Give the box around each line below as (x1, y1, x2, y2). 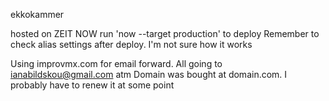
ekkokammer (10, 9, 65, 20)
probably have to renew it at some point (10, 79, 175, 91)
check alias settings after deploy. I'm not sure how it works (10, 39, 253, 50)
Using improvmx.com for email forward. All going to (10, 58, 223, 69)
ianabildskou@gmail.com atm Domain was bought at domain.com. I (10, 69, 288, 80)
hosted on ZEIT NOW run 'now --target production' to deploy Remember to (10, 28, 320, 39)
